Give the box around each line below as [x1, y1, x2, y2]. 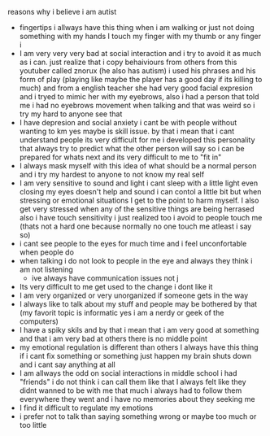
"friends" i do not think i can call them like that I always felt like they [19, 377, 246, 386]
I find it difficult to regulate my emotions [19, 403, 154, 412]
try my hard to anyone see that [19, 109, 123, 119]
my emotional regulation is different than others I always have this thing [19, 342, 259, 352]
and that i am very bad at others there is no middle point [19, 334, 208, 343]
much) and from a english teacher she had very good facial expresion [19, 83, 254, 93]
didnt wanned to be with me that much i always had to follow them [19, 386, 242, 395]
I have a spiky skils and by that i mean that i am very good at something [19, 325, 259, 334]
